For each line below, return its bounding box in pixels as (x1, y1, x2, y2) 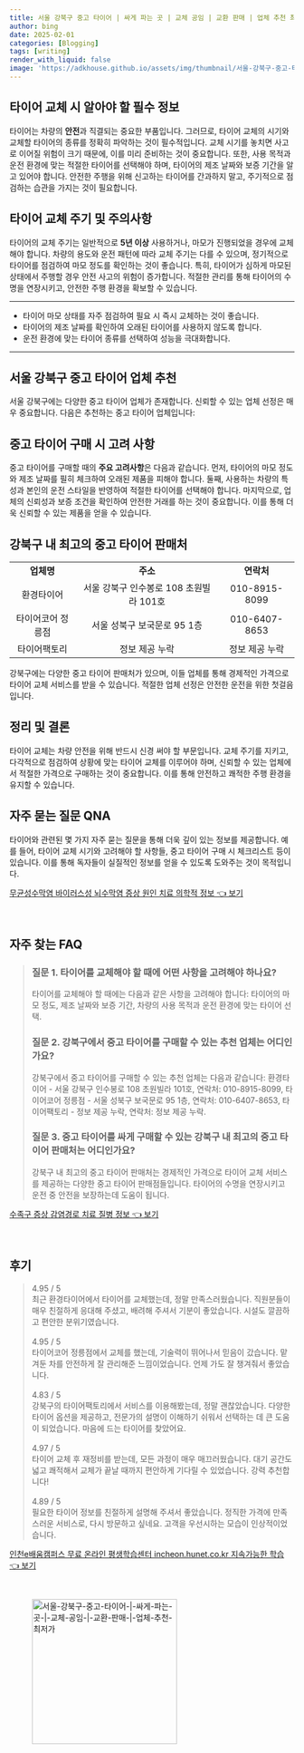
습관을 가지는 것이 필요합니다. (33, 182, 138, 193)
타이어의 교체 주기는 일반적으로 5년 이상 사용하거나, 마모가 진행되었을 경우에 (9, 237, 278, 247)
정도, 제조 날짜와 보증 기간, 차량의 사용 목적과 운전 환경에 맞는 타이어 (41, 1000, 282, 1011)
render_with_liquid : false (9, 55, 111, 64)
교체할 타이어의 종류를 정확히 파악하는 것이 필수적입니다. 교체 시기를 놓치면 (9, 137, 273, 148)
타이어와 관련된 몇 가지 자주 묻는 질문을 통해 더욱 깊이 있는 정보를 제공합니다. (9, 834, 280, 845)
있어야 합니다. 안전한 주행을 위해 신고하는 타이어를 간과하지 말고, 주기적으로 (18, 170, 285, 181)
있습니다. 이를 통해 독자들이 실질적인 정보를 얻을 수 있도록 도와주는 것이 (9, 857, 261, 867)
